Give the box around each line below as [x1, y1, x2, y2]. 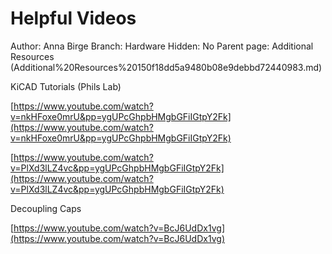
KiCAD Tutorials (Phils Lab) [10, 80, 122, 92]
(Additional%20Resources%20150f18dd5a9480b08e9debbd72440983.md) [10, 61, 323, 73]
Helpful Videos [10, 7, 137, 30]
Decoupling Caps [10, 202, 82, 214]
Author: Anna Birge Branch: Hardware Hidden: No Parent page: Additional [10, 40, 314, 52]
